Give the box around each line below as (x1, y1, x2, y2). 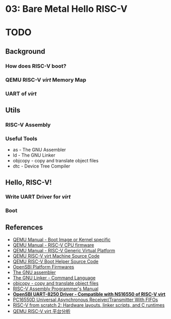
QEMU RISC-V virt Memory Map (5, 76, 86, 83)
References (5, 223, 43, 232)
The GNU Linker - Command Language (12, 275, 96, 281)
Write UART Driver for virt (5, 193, 71, 200)
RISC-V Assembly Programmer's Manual (12, 286, 99, 292)
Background (5, 47, 45, 55)
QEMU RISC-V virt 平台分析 (12, 308, 71, 314)
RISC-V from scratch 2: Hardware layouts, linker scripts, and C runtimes (12, 302, 165, 308)
